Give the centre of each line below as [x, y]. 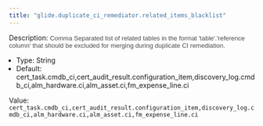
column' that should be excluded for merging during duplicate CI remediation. [117, 45]
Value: [19, 100]
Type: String [36, 60]
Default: [29, 68]
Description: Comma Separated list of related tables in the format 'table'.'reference [127, 38]
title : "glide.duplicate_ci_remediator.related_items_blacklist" [117, 15]
